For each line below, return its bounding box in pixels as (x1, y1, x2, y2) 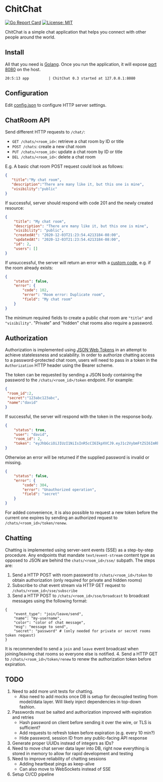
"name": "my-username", (14, 616, 62, 621)
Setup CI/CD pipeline (12, 771, 54, 777)
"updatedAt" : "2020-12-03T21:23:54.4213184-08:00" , (14, 237, 120, 242)
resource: (5, 205, 24, 211)
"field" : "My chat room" (22, 297, 73, 302)
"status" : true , (14, 428, 47, 432)
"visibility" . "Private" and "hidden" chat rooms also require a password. (5, 320, 153, 326)
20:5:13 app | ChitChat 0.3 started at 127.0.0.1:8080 (5, 76, 136, 81)
